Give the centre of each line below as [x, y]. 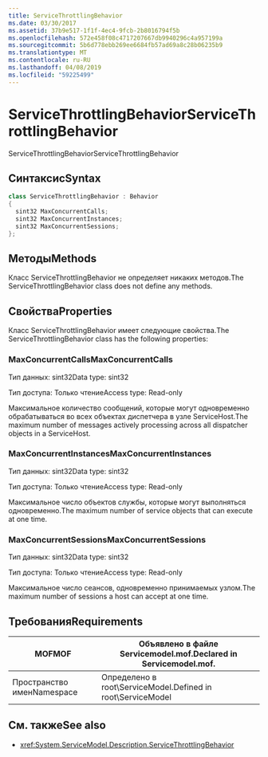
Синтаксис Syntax [55, 178]
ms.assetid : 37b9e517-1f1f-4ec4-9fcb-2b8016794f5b [94, 30]
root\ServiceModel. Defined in [156, 687]
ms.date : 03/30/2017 [43, 23]
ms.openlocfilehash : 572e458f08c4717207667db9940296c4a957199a [116, 38]
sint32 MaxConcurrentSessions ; [67, 226]
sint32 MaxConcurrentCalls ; [62, 212]
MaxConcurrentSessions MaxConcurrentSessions [107, 539]
